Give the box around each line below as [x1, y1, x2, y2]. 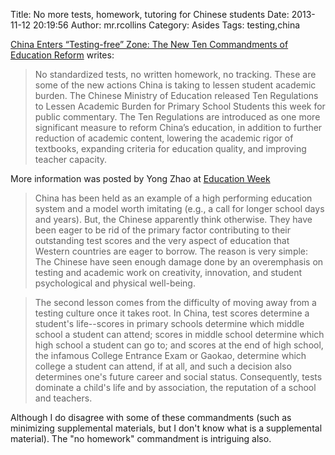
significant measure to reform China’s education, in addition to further [34, 122, 323, 133]
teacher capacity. [34, 154, 108, 165]
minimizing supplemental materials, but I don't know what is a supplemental [10, 422, 323, 434]
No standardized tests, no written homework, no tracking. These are [34, 69, 317, 80]
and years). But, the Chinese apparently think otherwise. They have [34, 214, 313, 225]
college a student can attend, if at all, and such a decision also [34, 360, 292, 372]
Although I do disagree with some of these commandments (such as [10, 412, 292, 423]
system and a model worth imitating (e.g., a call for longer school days [34, 203, 325, 214]
